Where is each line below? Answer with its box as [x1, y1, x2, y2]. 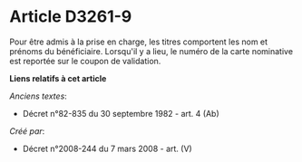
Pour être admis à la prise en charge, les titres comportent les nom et [9, 36, 268, 47]
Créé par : [9, 125, 45, 137]
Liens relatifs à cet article [9, 72, 107, 83]
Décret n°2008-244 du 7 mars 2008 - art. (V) [22, 143, 192, 154]
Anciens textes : [9, 91, 68, 101]
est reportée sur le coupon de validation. [9, 55, 161, 66]
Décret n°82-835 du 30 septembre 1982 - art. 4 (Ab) [22, 108, 219, 119]
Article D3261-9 [9, 6, 132, 27]
